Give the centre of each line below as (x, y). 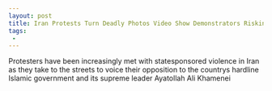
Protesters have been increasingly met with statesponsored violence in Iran (134, 61)
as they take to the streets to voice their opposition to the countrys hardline (134, 70)
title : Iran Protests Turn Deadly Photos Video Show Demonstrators (125, 23)
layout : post (30, 16)
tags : (17, 31)
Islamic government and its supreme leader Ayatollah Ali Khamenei (119, 78)
